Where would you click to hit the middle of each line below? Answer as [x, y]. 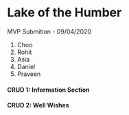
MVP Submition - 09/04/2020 [49, 31]
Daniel [26, 66]
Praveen [29, 74]
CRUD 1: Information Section [48, 90]
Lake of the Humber [64, 13]
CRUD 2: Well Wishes [38, 105]
